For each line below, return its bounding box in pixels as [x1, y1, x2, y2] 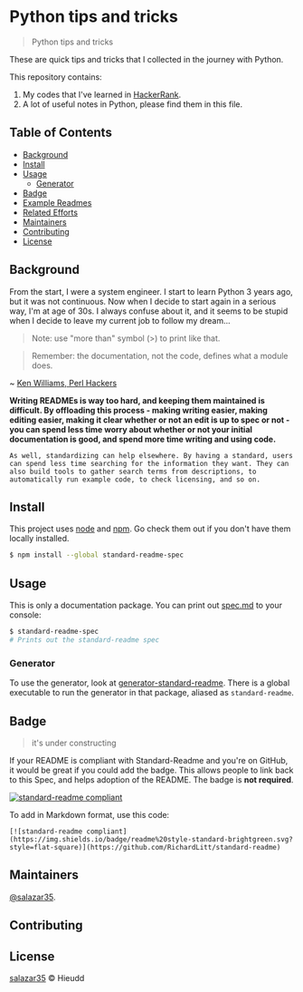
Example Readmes [22, 197, 92, 208]
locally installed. [9, 533, 70, 544]
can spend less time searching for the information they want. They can [9, 459, 289, 468]
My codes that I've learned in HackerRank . [22, 89, 182, 100]
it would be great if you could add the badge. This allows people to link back [9, 764, 294, 775]
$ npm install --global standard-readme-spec [9, 550, 184, 559]
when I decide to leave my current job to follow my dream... [9, 315, 231, 326]
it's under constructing [31, 737, 117, 748]
